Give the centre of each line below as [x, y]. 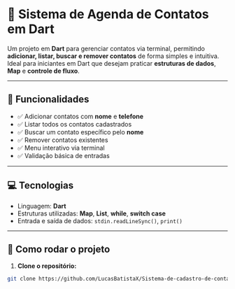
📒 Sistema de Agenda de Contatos [108, 14]
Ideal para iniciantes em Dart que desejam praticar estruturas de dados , [112, 63]
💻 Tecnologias [41, 186]
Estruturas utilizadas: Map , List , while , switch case [92, 213]
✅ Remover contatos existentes [63, 140]
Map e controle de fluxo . [44, 71]
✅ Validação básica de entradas [63, 155]
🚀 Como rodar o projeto [59, 249]
